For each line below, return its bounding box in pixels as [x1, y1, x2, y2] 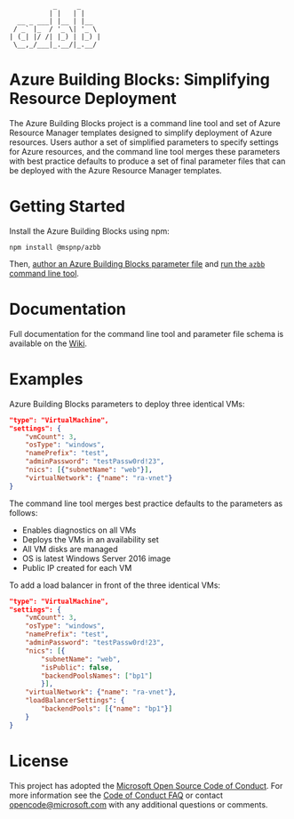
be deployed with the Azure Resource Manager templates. [9, 165, 222, 175]
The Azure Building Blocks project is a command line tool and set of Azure [9, 117, 282, 128]
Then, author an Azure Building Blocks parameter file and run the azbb [9, 258, 266, 269]
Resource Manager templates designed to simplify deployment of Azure [9, 127, 273, 138]
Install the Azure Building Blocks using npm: [9, 225, 171, 237]
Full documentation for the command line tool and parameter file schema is [9, 328, 284, 339]
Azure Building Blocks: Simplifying [9, 69, 271, 90]
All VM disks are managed [21, 543, 118, 554]
